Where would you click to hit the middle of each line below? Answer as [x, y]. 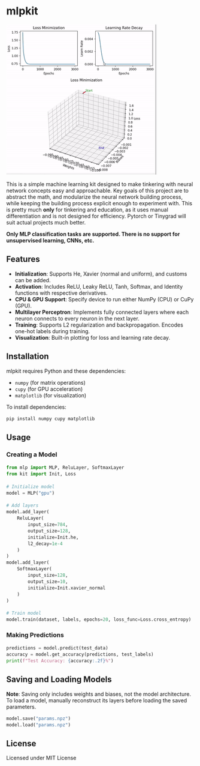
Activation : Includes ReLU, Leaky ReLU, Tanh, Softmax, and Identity [99, 286]
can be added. [33, 280]
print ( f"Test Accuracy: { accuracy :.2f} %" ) [60, 661]
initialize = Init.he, [53, 537]
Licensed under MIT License [41, 758]
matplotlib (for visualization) [51, 395]
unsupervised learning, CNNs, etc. [50, 240]
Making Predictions [35, 635]
